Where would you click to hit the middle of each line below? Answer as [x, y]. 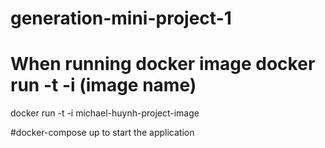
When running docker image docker [163, 64]
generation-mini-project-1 [121, 18]
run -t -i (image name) [103, 85]
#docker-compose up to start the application [102, 133]
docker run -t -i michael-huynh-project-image [105, 113]
